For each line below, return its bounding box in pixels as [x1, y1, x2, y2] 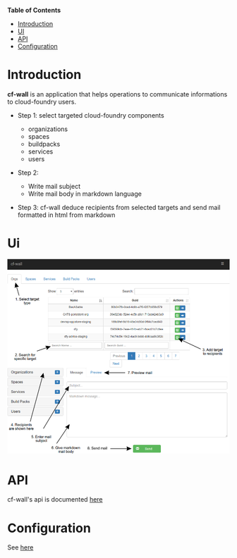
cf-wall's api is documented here [7, 495, 104, 504]
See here [7, 543, 34, 552]
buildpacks [28, 139, 61, 148]
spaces [28, 132, 50, 140]
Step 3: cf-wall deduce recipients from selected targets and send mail [17, 203, 221, 211]
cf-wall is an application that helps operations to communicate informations [7, 89, 228, 98]
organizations [28, 125, 68, 133]
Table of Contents [7, 6, 61, 14]
